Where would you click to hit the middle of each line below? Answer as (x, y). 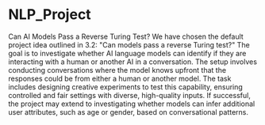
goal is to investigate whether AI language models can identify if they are (127, 53)
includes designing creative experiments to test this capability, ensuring (126, 87)
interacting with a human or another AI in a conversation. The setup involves (133, 62)
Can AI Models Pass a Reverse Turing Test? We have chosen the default (126, 36)
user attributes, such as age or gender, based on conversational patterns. (128, 112)
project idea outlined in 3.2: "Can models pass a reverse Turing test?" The (129, 44)
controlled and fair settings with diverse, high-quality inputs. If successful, (130, 95)
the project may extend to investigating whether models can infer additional (132, 104)
